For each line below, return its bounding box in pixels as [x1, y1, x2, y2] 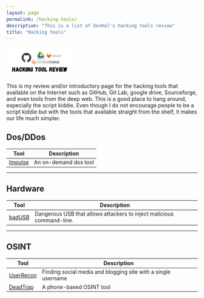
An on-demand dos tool [33, 158, 94, 166]
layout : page [6, 10, 39, 16]
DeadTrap [8, 283, 34, 291]
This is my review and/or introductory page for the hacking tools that [6, 82, 178, 89]
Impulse [8, 158, 29, 166]
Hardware [6, 184, 44, 194]
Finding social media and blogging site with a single [42, 268, 171, 276]
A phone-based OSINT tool [42, 283, 111, 291]
